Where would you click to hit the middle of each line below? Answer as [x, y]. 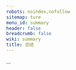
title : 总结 [20, 45]
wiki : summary [24, 39]
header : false [24, 28]
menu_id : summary [28, 23]
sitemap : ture [24, 17]
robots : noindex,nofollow [38, 12]
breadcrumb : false [29, 34]
